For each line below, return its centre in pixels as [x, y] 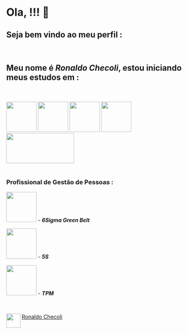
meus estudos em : [43, 78]
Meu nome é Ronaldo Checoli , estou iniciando [94, 68]
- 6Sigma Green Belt [64, 220]
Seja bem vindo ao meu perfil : [64, 35]
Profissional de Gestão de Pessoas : [60, 182]
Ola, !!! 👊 [28, 12]
